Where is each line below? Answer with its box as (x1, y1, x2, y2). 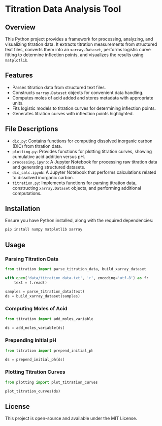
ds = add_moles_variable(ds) (5, 325, 65, 330)
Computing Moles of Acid (5, 305, 67, 312)
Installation (5, 204, 40, 213)
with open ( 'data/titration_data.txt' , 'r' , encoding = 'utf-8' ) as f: (5, 275, 149, 280)
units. (12, 100, 24, 106)
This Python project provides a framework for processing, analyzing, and (5, 36, 154, 42)
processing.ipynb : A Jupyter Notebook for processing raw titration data (12, 159, 158, 164)
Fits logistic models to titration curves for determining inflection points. (12, 105, 156, 111)
